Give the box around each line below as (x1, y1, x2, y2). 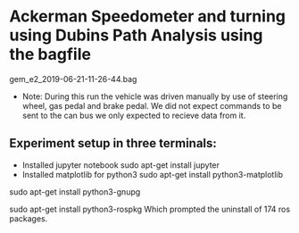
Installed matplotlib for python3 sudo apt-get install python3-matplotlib (21, 169, 284, 179)
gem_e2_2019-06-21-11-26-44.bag (9, 73, 137, 84)
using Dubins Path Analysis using (9, 25, 263, 46)
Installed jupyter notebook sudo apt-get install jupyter (21, 159, 220, 171)
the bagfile (9, 45, 92, 64)
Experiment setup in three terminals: (9, 136, 217, 151)
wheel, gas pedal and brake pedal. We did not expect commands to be (21, 100, 282, 111)
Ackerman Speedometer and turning (9, 6, 287, 27)
